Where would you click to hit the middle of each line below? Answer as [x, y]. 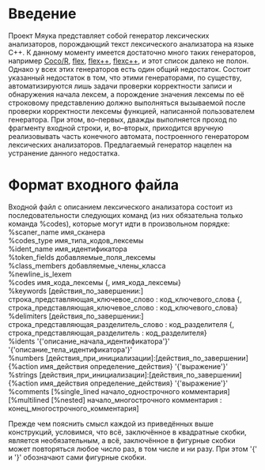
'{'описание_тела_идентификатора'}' [70, 349]
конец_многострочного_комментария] [74, 408]
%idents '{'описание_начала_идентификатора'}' [89, 341]
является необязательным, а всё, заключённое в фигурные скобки [122, 440]
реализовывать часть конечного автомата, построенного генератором [129, 136]
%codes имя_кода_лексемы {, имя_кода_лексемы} [95, 282]
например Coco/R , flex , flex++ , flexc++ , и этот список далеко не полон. [129, 61]
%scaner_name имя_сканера [57, 232]
